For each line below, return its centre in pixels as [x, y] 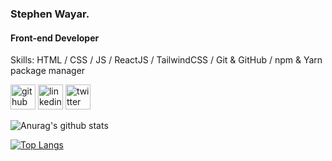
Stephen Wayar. [50, 14]
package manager [48, 71]
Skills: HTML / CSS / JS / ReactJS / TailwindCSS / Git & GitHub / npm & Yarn [166, 60]
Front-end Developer [55, 38]
